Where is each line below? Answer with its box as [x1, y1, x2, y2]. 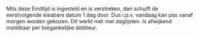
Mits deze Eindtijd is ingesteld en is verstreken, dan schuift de [6, 5, 158, 12]
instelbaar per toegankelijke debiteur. [6, 24, 97, 31]
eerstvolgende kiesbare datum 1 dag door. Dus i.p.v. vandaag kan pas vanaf [6, 11, 193, 18]
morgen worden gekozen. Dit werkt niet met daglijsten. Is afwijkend [6, 18, 172, 24]
